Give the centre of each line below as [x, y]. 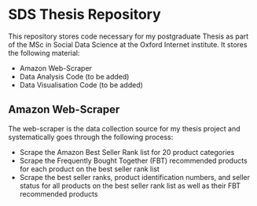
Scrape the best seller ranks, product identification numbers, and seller [134, 177]
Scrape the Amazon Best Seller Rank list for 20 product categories [127, 152]
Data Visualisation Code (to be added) [81, 85]
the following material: [44, 53]
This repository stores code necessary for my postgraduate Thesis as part [128, 36]
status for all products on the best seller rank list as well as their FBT [130, 186]
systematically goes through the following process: [91, 137]
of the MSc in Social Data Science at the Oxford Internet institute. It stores [128, 44]
